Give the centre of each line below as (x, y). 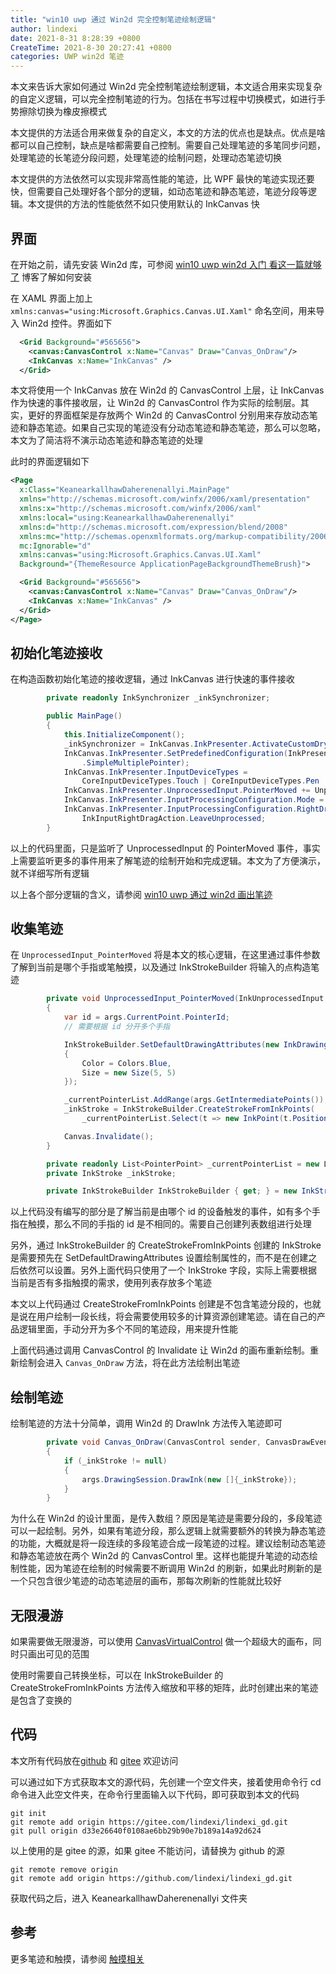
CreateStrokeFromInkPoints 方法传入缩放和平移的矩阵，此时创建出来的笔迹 (164, 1688)
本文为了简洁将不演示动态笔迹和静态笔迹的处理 (106, 440)
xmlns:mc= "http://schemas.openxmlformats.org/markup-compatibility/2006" (176, 536)
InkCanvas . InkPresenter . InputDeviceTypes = (155, 772)
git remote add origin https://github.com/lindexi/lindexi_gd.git (151, 1878)
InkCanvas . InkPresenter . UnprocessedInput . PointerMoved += (187, 791)
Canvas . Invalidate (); (109, 1136)
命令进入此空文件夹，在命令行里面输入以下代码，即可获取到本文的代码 (155, 1794)
